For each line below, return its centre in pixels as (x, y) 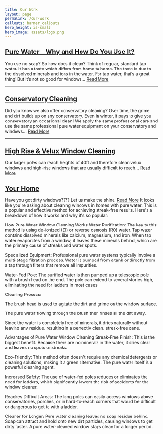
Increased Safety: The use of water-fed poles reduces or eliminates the (76, 377)
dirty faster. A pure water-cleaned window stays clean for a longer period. (79, 427)
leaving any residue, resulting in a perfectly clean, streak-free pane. (73, 328)
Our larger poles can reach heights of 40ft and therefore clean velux (73, 163)
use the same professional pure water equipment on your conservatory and (81, 126)
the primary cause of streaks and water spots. (51, 245)
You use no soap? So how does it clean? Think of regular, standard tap (76, 63)
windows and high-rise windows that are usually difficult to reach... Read (78, 168)
